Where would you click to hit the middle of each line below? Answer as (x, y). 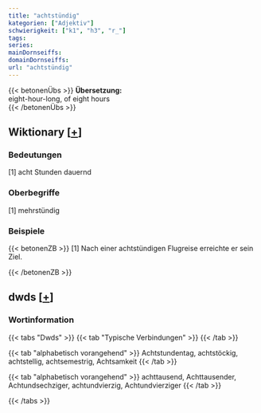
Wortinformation (41, 320)
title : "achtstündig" (44, 16)
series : (21, 45)
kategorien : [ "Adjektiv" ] (51, 23)
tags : (17, 38)
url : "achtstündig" (41, 68)
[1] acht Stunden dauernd (50, 172)
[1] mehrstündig (34, 210)
